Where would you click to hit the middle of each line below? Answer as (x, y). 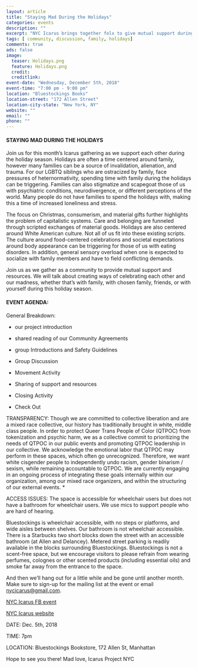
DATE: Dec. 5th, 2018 (32, 624)
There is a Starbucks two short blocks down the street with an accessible (95, 535)
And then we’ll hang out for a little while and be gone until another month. (95, 578)
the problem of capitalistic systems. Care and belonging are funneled (90, 221)
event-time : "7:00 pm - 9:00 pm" (47, 88)
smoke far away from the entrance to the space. (65, 566)
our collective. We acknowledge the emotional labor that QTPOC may (90, 449)
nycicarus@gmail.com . (34, 590)
